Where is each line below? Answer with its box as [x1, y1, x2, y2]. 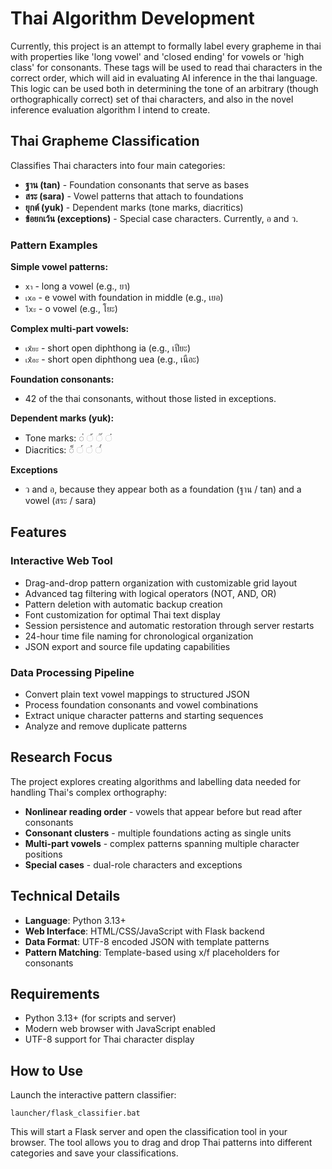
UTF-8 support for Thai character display [24, 1033, 195, 1046]
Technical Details [10, 888, 121, 905]
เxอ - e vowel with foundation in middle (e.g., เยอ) [24, 292, 224, 304]
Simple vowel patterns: [10, 261, 109, 273]
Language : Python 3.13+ [24, 914, 127, 926]
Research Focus [10, 749, 113, 766]
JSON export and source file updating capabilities [24, 640, 231, 652]
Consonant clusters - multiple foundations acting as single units [24, 827, 292, 839]
